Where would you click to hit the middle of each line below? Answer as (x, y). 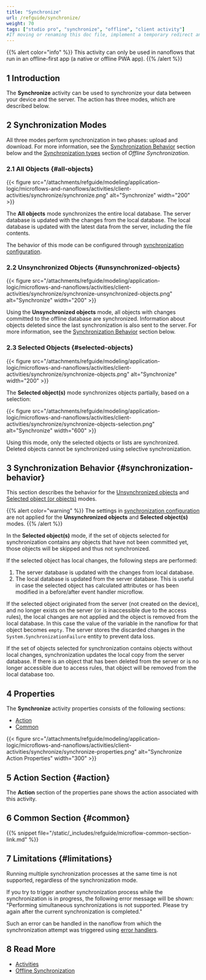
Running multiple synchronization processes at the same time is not (92, 873)
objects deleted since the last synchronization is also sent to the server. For (102, 325)
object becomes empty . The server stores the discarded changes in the (96, 630)
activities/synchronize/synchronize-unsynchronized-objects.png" (90, 294)
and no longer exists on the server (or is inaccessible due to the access (97, 610)
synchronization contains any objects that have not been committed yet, (97, 542)
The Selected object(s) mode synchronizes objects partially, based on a (98, 392)
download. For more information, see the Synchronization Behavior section (101, 146)
